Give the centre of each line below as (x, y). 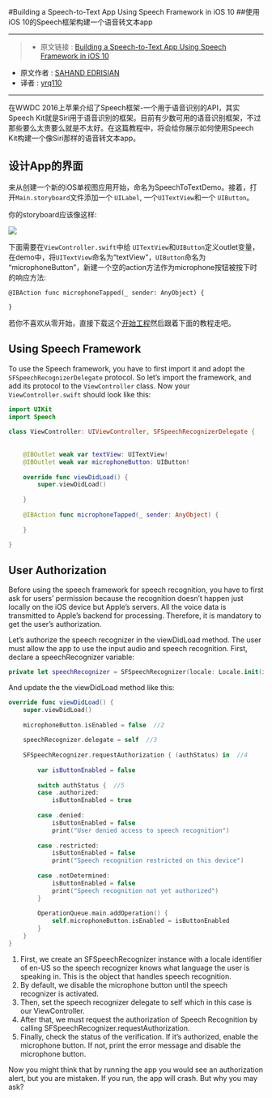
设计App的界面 (46, 166)
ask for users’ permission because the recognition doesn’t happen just (126, 598)
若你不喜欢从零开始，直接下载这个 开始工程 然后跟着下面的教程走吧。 (122, 323)
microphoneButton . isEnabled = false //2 (93, 725)
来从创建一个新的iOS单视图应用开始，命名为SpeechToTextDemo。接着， (129, 187)
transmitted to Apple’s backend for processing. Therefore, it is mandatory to (135, 615)
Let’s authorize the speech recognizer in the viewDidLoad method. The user (135, 640)
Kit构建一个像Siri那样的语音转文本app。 (74, 138)
